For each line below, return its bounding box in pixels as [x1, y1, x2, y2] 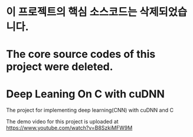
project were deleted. [6, 60, 113, 74]
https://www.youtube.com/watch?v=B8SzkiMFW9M [6, 125, 133, 132]
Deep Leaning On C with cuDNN [6, 87, 165, 100]
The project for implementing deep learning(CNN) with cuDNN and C [6, 107, 174, 114]
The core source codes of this [6, 48, 156, 61]
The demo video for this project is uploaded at [6, 118, 119, 125]
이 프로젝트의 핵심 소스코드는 [6, 5, 138, 19]
